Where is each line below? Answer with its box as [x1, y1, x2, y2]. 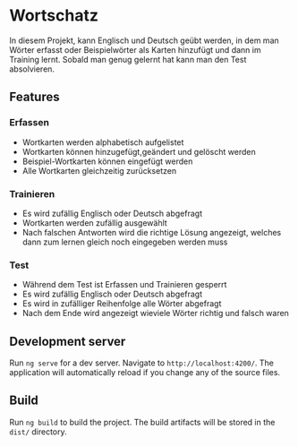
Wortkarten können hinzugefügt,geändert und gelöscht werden [21, 146, 257, 157]
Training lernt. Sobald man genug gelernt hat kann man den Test [9, 54, 247, 64]
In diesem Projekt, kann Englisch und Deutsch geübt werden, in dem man [9, 35, 279, 46]
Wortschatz [9, 5, 98, 26]
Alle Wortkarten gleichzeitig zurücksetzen [21, 165, 177, 176]
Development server [9, 333, 126, 349]
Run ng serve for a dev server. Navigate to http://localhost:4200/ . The [9, 357, 275, 368]
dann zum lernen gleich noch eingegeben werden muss [21, 236, 228, 247]
